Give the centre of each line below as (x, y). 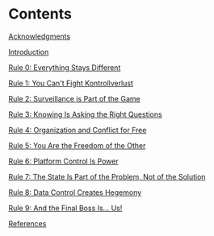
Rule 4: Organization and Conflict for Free (78, 130)
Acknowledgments (40, 36)
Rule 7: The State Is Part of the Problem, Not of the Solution (107, 176)
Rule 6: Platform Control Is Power (63, 161)
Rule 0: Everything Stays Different (65, 67)
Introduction (29, 52)
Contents (40, 14)
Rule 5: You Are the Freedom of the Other (77, 145)
